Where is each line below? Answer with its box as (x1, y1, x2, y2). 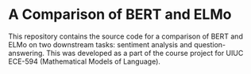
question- (194, 39, 226, 49)
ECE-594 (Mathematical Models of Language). (8, 57, 161, 66)
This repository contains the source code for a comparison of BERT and (8, 31, 244, 41)
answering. (8, 48, 45, 57)
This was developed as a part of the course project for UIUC (46, 48, 244, 57)
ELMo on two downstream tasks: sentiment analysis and (8, 39, 193, 49)
